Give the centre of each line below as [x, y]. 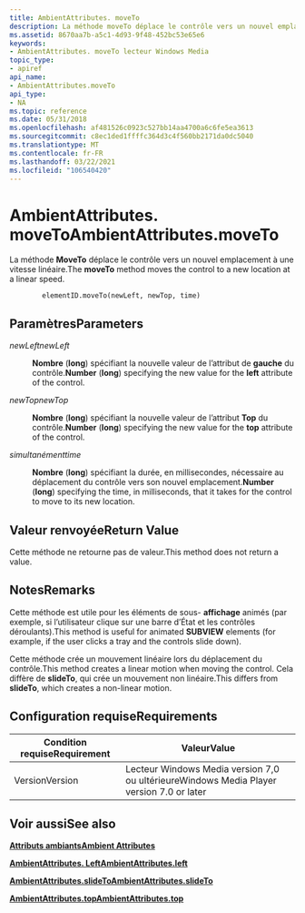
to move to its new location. [84, 502]
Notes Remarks [52, 590]
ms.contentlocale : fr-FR [56, 153]
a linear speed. [37, 279]
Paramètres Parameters [76, 324]
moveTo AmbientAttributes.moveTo [144, 234]
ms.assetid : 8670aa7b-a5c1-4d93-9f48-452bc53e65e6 [107, 35]
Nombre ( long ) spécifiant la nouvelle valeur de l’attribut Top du [150, 418]
